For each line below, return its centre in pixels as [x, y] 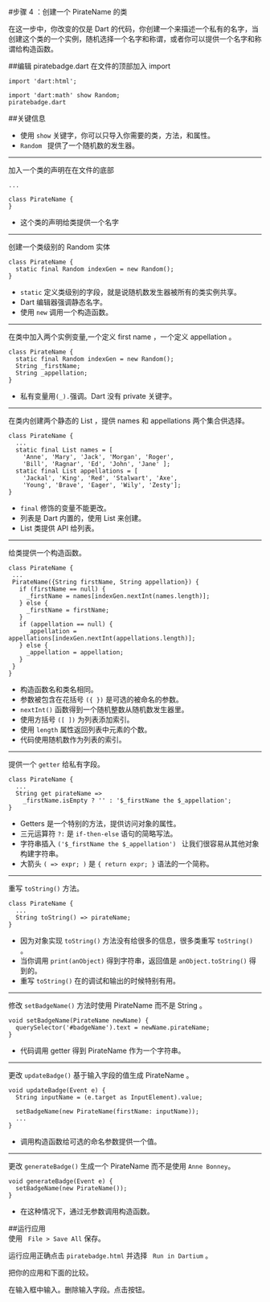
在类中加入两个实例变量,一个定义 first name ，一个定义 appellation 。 [122, 337]
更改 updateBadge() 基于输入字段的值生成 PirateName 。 [101, 1075]
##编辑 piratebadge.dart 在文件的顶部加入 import [90, 66]
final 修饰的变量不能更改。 [65, 508]
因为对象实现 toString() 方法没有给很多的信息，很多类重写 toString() [136, 940]
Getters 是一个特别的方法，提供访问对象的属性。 [100, 823]
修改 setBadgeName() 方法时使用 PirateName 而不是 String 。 [107, 1005]
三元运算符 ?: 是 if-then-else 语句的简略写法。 [98, 833]
